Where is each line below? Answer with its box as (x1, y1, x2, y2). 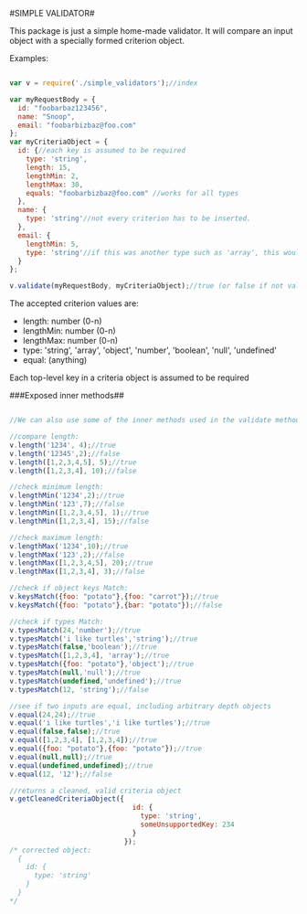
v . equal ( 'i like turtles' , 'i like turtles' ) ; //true (9, 718, 210, 728)
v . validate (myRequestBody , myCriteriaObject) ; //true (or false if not (9, 282, 284, 291)
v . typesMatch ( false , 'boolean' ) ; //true (9, 643, 157, 652)
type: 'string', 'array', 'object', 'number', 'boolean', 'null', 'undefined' (22, 345, 277, 356)
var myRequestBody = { (9, 95, 96, 104)
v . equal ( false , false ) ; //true (9, 727, 121, 737)
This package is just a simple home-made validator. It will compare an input (9, 26, 294, 36)
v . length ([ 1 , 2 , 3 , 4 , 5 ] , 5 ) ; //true (9, 457, 137, 467)
